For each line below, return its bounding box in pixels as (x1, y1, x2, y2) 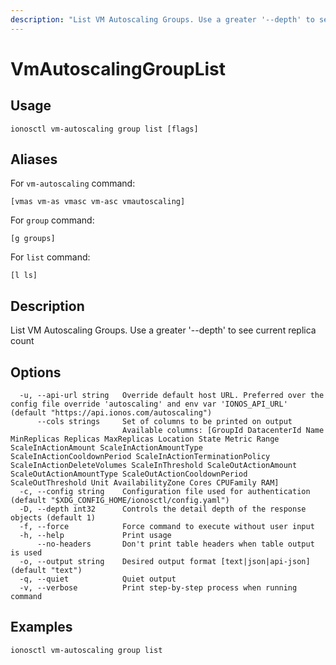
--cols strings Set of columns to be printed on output (36, 417, 293, 427)
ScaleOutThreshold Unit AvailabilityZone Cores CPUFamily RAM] (10, 478, 280, 488)
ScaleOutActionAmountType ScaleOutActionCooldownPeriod (10, 469, 248, 480)
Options (10, 364, 62, 381)
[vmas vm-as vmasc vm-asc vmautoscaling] (10, 197, 186, 207)
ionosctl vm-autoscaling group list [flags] (10, 124, 199, 134)
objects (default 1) (10, 513, 97, 523)
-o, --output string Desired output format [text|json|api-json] (19, 557, 311, 567)
